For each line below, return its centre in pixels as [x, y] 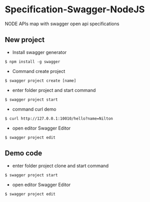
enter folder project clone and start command [60, 166]
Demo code [23, 153]
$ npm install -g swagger [32, 62]
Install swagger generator [40, 52]
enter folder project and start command [54, 90]
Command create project [39, 71]
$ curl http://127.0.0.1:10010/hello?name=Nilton [59, 118]
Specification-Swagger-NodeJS [75, 10]
